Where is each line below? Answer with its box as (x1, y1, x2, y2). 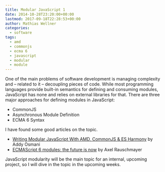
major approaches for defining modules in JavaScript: (5, 97, 115, 103)
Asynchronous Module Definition (12, 112, 80, 118)
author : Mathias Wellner (5, 21, 56, 26)
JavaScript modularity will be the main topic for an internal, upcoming (5, 156, 147, 162)
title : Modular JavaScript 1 (5, 7, 65, 12)
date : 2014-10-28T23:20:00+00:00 (5, 12, 74, 17)
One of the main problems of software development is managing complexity (5, 76, 160, 82)
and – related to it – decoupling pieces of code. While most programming (5, 81, 154, 87)
